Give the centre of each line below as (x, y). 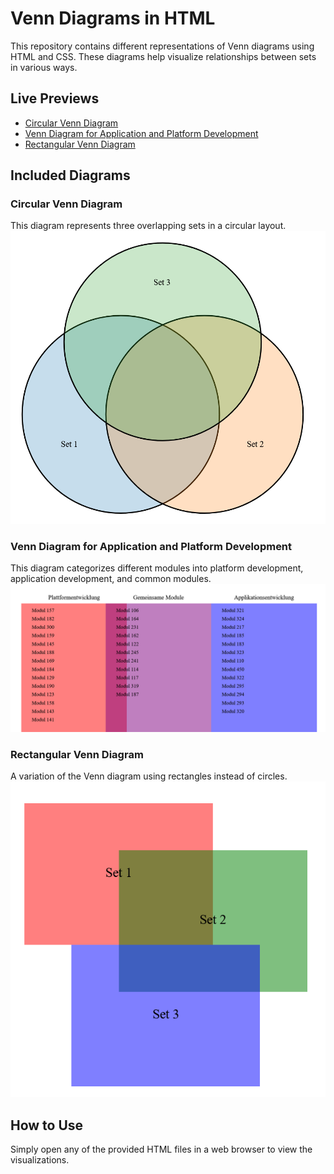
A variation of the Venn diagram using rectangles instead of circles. (149, 776)
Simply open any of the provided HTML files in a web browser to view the (161, 1149)
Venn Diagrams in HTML (113, 18)
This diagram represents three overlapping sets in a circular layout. (148, 226)
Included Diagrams (70, 175)
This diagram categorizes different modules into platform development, (157, 568)
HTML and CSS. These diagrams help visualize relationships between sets (163, 56)
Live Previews (55, 98)
